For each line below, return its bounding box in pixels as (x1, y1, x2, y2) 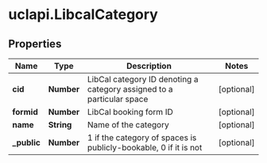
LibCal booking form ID (87, 107, 173, 117)
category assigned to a (87, 84, 173, 94)
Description (126, 61, 172, 71)
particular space (87, 93, 149, 104)
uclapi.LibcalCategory (8, 6, 159, 24)
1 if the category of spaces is (87, 132, 197, 143)
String (48, 119, 72, 130)
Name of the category (87, 119, 169, 130)
